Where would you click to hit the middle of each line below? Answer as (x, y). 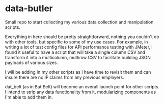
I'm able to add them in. (29, 97)
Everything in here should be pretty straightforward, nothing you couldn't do (82, 37)
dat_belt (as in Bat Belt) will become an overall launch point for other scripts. (82, 86)
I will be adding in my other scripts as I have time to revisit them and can (78, 72)
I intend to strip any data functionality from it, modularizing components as (81, 92)
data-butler (29, 9)
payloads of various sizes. (31, 62)
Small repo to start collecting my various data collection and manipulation (79, 22)
